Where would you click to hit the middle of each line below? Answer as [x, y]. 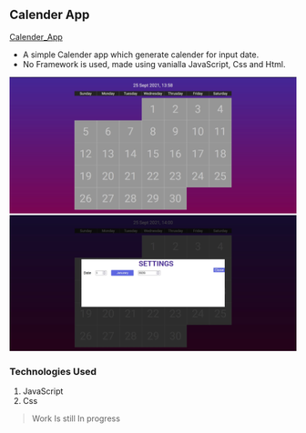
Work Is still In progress [76, 418]
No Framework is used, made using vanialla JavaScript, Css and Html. [154, 64]
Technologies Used [53, 372]
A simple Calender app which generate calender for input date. [141, 55]
